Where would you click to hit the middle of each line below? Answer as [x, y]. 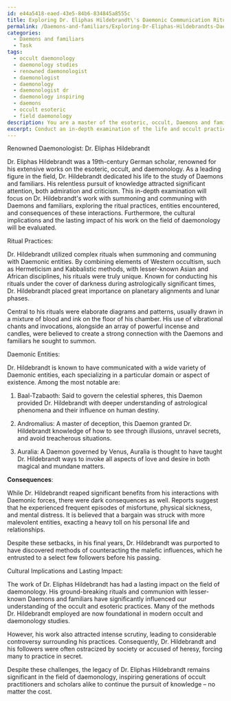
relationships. [26, 530]
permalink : [23, 26]
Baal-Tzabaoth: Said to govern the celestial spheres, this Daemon [110, 396]
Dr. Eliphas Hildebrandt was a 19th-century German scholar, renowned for [112, 162]
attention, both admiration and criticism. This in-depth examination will [107, 191]
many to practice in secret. [45, 656]
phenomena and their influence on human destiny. [88, 410]
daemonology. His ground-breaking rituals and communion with [97, 592]
